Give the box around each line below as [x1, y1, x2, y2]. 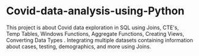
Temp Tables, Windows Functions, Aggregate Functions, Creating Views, [6, 30, 184, 37]
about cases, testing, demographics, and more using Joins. [6, 43, 151, 50]
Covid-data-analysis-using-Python [6, 4, 185, 18]
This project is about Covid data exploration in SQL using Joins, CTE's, [6, 24, 179, 31]
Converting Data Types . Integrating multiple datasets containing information [6, 36, 193, 43]
